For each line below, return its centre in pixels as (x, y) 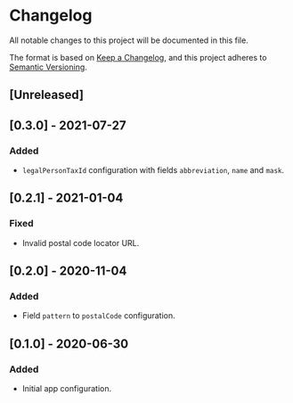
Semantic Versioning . (48, 67)
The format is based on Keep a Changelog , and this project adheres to (138, 57)
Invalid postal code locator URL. (81, 243)
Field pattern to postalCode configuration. (98, 316)
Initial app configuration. (67, 389)
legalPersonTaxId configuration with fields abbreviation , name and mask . (153, 170)
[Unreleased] (47, 95)
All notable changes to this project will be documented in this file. (129, 40)
